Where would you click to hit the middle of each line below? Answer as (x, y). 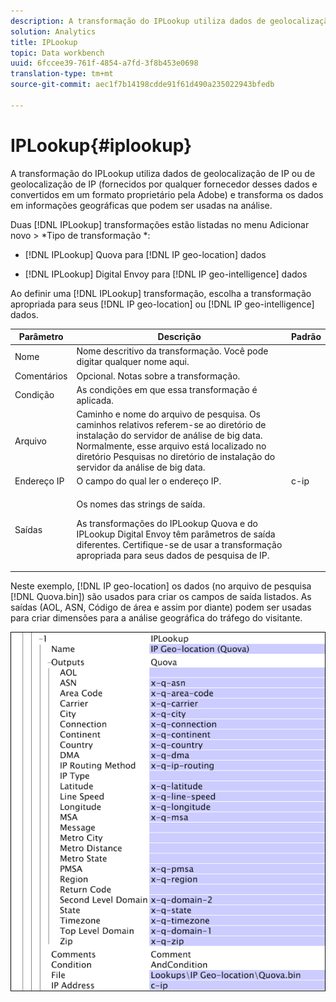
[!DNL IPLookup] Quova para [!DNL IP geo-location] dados (145, 254)
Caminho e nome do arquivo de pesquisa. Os (168, 414)
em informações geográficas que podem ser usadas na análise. (141, 205)
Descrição (179, 337)
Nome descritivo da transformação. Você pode (172, 351)
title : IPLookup (44, 42)
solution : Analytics (53, 31)
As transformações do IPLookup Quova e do (167, 523)
